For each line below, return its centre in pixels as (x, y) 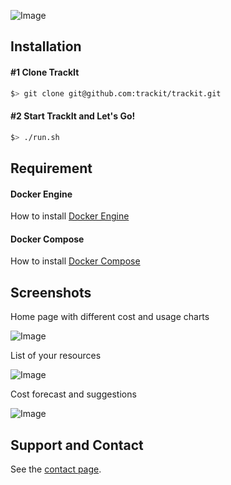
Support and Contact (77, 445)
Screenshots (51, 292)
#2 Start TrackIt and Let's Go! (73, 116)
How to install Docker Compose (75, 261)
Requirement (51, 168)
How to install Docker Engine (70, 216)
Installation (46, 46)
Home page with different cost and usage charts (110, 317)
